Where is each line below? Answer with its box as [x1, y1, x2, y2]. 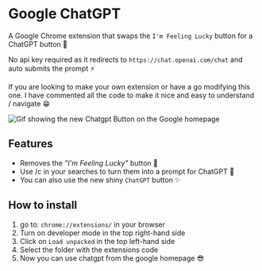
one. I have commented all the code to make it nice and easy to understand [8, 90, 255, 100]
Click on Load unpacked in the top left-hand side [19, 236, 175, 246]
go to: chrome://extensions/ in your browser [19, 219, 165, 229]
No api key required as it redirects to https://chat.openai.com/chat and [8, 55, 243, 64]
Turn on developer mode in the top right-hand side [19, 227, 186, 238]
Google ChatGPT [8, 5, 121, 23]
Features [8, 137, 53, 151]
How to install [8, 199, 78, 212]
